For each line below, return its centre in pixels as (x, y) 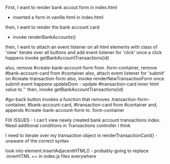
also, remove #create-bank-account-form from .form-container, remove (81, 68)
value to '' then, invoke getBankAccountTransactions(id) (65, 89)
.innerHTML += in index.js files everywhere (51, 156)
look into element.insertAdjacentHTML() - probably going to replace (77, 151)
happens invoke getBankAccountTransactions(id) (57, 58)
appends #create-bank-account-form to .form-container (65, 110)
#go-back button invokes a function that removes (58, 99)
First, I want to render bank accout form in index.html (61, 7)
